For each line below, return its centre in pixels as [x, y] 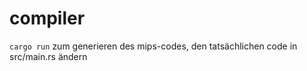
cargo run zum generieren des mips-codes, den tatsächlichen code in [153, 46]
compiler [47, 18]
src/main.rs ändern [48, 56]
